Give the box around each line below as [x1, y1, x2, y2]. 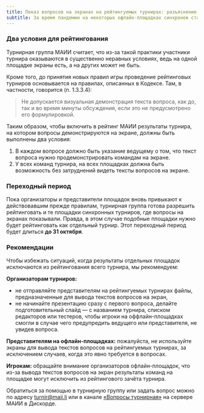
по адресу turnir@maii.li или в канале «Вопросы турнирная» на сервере [6, 394, 193, 401]
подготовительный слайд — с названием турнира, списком [15, 307, 171, 314]
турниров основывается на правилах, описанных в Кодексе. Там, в [6, 80, 182, 87]
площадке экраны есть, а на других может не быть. [6, 61, 141, 69]
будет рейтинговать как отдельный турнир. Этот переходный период [6, 221, 186, 229]
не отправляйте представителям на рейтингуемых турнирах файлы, [15, 287, 193, 294]
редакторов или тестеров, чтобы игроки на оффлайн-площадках [15, 313, 183, 320]
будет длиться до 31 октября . [6, 228, 84, 235]
